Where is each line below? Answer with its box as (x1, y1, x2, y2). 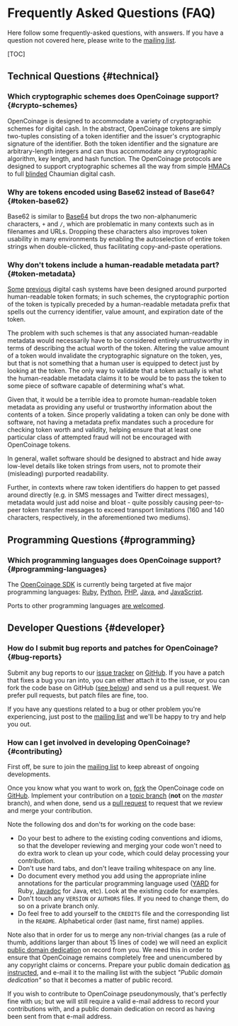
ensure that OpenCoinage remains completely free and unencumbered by (7, 953, 223, 961)
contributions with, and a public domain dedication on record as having (7, 1004, 215, 1013)
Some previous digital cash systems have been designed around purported (7, 285, 227, 294)
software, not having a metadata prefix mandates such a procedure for (7, 418, 214, 426)
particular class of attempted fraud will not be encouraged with (7, 433, 191, 441)
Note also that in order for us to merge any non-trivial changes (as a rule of (7, 930, 227, 939)
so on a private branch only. (17, 901, 100, 910)
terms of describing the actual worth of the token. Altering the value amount (7, 344, 229, 353)
